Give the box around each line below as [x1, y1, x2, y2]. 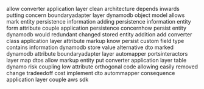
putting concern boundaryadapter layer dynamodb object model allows [6, 12, 185, 19]
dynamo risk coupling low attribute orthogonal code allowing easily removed [6, 63, 199, 70]
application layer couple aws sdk [6, 76, 89, 83]
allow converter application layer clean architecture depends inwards [6, 5, 180, 12]
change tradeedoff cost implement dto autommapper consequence [6, 70, 175, 76]
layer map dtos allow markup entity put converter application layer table [6, 57, 187, 64]
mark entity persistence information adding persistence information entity [6, 18, 191, 25]
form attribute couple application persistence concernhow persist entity [6, 24, 187, 31]
